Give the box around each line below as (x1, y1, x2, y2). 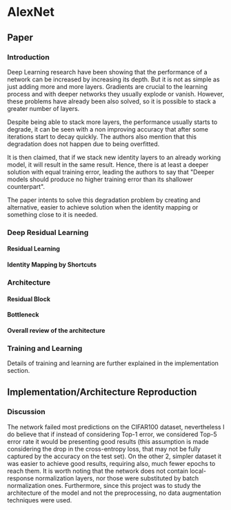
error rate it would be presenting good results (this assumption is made (7, 437, 209, 445)
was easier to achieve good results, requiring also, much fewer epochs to (7, 459, 216, 467)
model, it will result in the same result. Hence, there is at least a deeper (7, 160, 209, 169)
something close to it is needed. (7, 210, 98, 218)
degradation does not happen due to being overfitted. (7, 139, 160, 148)
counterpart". (7, 182, 46, 190)
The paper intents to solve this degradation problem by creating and (7, 196, 201, 204)
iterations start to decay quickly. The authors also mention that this (7, 132, 197, 141)
